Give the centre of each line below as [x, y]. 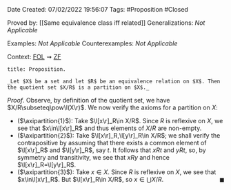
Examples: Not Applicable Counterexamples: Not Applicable [92, 43]
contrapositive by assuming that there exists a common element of [112, 143]
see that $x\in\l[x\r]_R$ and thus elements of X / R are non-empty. [109, 128]
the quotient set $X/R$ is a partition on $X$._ [78, 87]
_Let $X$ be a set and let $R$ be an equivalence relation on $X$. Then [114, 81]
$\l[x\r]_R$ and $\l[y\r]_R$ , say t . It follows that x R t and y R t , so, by [111, 150]
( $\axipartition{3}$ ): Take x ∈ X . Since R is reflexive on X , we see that [117, 172]
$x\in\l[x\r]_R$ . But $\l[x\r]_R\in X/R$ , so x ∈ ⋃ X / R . [90, 179]
